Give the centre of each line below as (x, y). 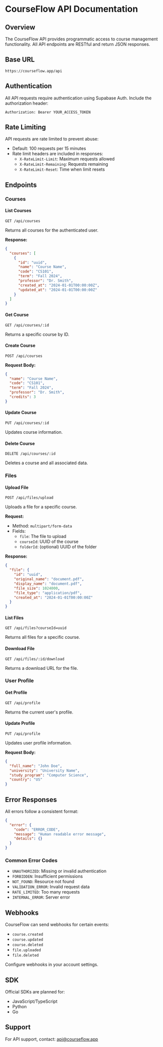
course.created (28, 935)
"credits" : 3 (23, 397)
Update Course (21, 413)
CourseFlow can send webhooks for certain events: (57, 925)
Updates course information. (34, 432)
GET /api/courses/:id (27, 325)
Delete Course (20, 443)
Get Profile (16, 692)
